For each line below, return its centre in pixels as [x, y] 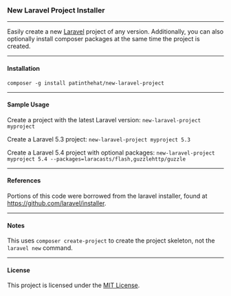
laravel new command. [40, 248]
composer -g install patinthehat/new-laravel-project [86, 83]
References [24, 181]
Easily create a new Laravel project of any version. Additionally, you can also [115, 32]
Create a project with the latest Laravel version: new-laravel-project [104, 119]
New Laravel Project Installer [56, 10]
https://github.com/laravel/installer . [57, 203]
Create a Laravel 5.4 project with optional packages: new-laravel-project [111, 152]
